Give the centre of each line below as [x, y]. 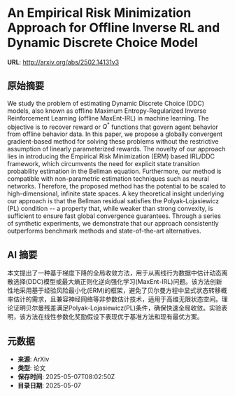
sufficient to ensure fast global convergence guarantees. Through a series [114, 216]
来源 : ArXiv [33, 360]
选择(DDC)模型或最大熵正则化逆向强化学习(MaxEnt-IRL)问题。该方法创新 [117, 282]
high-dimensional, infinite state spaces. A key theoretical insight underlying [116, 193]
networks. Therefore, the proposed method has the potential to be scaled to [116, 186]
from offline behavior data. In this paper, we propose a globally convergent [115, 134]
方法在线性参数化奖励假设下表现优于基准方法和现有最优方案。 [114, 317]
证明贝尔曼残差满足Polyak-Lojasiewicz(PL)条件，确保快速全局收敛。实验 [117, 308]
